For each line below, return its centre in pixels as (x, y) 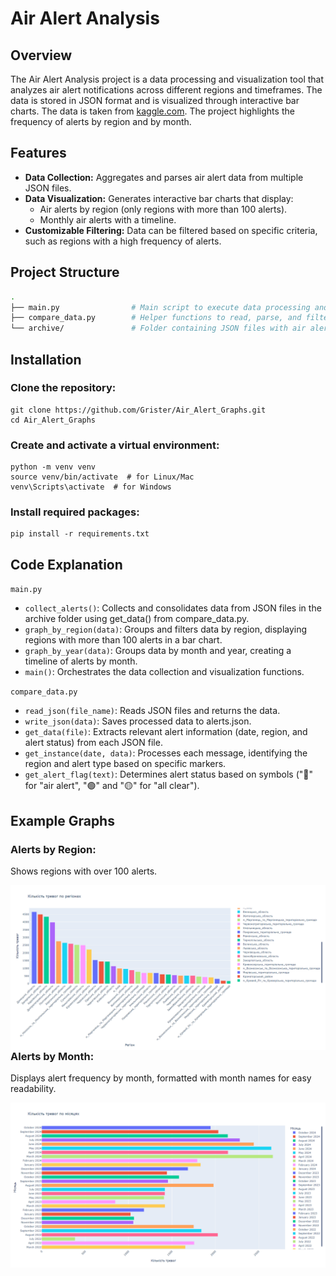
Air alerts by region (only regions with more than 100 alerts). (163, 209)
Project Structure (65, 272)
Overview (41, 55)
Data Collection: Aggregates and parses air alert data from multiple (164, 177)
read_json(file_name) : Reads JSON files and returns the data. (152, 711)
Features (38, 153)
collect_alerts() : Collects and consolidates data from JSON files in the (173, 608)
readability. (33, 1089)
